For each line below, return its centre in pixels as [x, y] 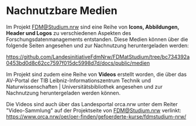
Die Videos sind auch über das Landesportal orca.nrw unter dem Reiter [92, 104]
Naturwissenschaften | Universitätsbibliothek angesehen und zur [85, 86]
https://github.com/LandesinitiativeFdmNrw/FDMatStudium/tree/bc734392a [98, 57]
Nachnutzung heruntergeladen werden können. [63, 93]
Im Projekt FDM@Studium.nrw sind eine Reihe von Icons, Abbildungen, [93, 27]
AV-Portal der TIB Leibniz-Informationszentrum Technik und [79, 80]
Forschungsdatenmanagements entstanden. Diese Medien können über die [97, 39]
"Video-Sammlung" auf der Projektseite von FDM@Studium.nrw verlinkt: [94, 110]
